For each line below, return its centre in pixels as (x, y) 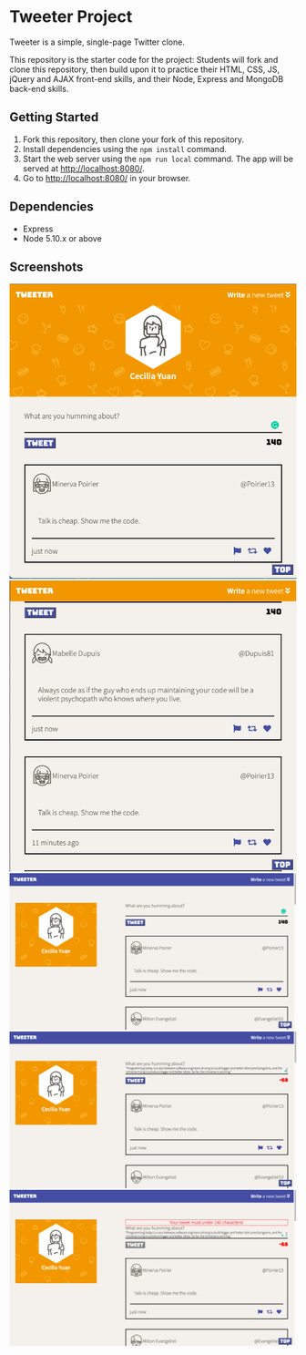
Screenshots (46, 267)
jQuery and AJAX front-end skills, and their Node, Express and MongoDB (147, 78)
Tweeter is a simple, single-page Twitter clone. (97, 42)
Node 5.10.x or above (62, 238)
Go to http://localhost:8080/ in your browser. (107, 178)
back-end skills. (39, 88)
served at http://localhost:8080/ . (83, 168)
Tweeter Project (71, 17)
